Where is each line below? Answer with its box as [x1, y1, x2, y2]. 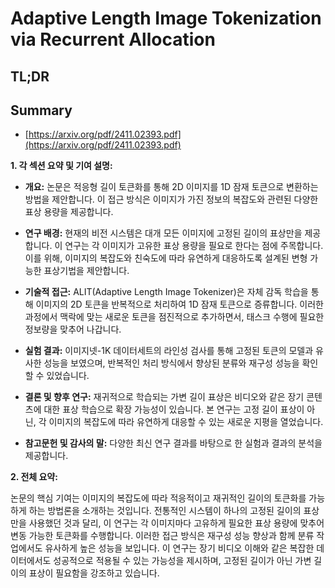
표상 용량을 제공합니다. [24, 206, 114, 218]
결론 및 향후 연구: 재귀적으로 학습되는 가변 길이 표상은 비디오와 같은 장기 [24, 391, 305, 403]
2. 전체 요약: [10, 471, 58, 483]
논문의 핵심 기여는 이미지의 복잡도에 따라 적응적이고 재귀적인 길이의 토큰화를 [10, 492, 307, 504]
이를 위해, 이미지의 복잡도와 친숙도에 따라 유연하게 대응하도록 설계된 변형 [24, 252, 308, 264]
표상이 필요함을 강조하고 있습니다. [28, 567, 160, 579]
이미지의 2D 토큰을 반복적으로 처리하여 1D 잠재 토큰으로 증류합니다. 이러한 [35, 298, 324, 311]
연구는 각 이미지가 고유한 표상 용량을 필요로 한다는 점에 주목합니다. [64, 240, 324, 252]
